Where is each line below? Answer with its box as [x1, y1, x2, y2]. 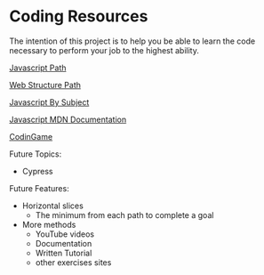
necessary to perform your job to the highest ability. [9, 44, 200, 55]
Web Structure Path [9, 79, 82, 90]
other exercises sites [35, 256, 112, 268]
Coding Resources [9, 6, 148, 27]
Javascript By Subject [9, 96, 90, 108]
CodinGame [9, 131, 53, 142]
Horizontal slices [21, 200, 84, 211]
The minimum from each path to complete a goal [35, 209, 214, 220]
